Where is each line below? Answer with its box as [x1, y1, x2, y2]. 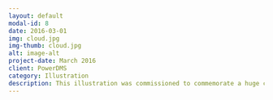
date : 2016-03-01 [8, 27, 67, 35]
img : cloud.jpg [8, 34, 60, 43]
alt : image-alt [8, 49, 60, 57]
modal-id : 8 [8, 19, 49, 27]
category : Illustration [8, 72, 89, 80]
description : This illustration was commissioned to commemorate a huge [8, 79, 260, 87]
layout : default [8, 11, 63, 20]
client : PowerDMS [8, 65, 67, 73]
